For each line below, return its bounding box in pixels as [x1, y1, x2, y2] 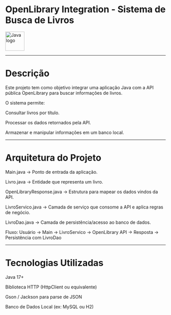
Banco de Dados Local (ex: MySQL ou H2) [5, 303, 94, 309]
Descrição [5, 68, 50, 80]
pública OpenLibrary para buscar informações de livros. [5, 90, 123, 96]
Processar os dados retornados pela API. [5, 119, 92, 125]
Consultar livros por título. [5, 110, 60, 116]
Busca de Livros [5, 14, 75, 26]
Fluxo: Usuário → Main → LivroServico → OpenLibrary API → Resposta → [5, 229, 159, 235]
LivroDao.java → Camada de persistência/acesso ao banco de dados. [5, 219, 151, 225]
